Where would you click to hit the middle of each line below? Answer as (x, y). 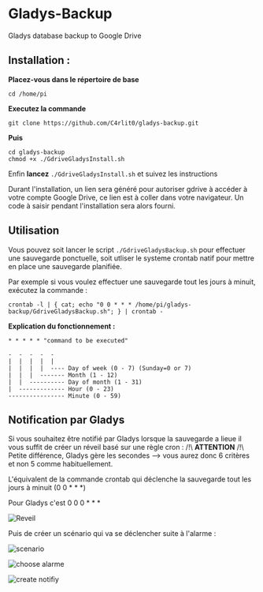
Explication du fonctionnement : (62, 326)
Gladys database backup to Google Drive (75, 36)
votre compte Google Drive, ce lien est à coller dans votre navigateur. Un (126, 197)
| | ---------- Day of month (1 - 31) (76, 382)
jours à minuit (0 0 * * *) (47, 488)
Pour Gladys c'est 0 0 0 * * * (54, 503)
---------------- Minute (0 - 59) (65, 395)
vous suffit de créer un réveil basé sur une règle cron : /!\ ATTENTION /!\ (126, 448)
